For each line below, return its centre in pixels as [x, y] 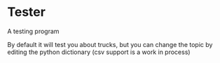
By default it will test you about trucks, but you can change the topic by [110, 44]
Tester [26, 12]
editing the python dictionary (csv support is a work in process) [99, 52]
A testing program [33, 31]
